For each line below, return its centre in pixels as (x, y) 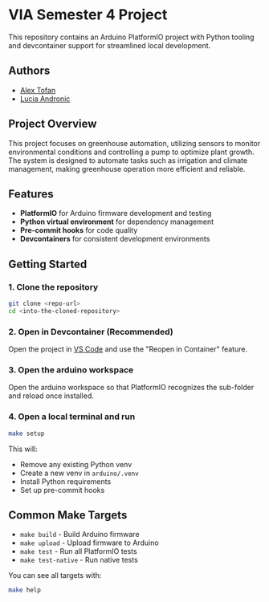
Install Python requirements (65, 481)
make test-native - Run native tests (79, 560)
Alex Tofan (38, 90)
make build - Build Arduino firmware (79, 535)
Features (31, 194)
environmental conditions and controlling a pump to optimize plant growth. (131, 152)
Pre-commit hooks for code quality (79, 230)
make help (25, 590)
